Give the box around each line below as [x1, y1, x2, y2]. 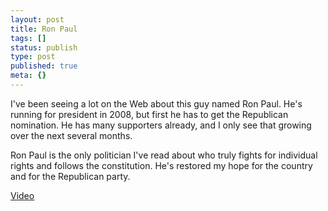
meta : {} [10, 71, 47, 81]
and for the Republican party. [10, 170, 131, 182]
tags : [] [10, 33, 47, 43]
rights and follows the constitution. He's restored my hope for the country [10, 159, 313, 171]
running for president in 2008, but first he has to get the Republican [10, 108, 289, 120]
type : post [10, 52, 56, 62]
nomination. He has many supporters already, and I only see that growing [10, 119, 312, 131]
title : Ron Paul [10, 24, 78, 34]
